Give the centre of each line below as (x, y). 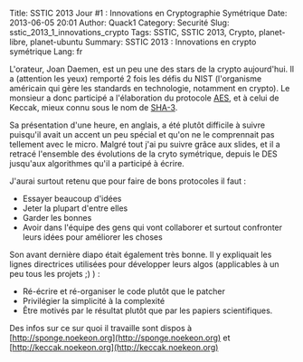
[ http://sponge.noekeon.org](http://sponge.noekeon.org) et (120, 338)
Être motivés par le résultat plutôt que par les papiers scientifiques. (147, 310)
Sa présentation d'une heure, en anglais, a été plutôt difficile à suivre (137, 125)
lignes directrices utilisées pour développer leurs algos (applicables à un (144, 264)
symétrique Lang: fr (46, 52)
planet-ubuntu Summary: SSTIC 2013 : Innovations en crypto (143, 42)
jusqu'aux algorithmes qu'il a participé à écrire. (97, 163)
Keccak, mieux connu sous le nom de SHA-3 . (94, 107)
